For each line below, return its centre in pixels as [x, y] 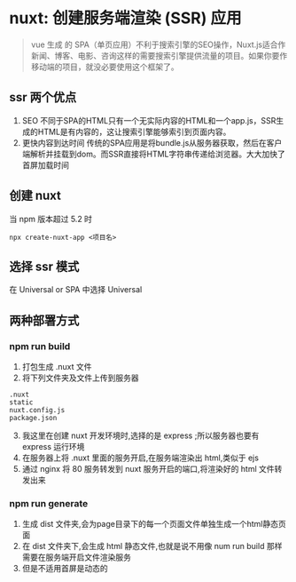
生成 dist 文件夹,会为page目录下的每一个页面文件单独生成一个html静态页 [154, 524]
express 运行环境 [53, 447]
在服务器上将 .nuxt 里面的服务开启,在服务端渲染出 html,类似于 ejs [140, 458]
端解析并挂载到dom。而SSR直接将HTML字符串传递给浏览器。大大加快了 [154, 154]
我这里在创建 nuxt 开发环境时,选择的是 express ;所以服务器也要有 [140, 435]
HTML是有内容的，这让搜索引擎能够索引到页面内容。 [134, 132]
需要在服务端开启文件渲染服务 [76, 557]
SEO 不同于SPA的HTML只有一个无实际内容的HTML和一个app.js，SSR [149, 120]
